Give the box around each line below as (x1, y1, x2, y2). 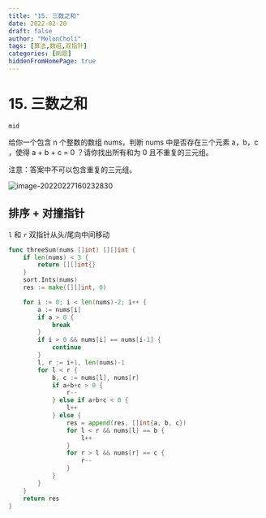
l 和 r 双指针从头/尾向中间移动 (8, 229, 110, 240)
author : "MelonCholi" (8, 34, 82, 43)
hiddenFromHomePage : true (8, 58, 96, 66)
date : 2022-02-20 (8, 19, 67, 28)
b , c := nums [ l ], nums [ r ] (51, 373, 139, 382)
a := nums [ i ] (37, 305, 82, 313)
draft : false (8, 27, 53, 35)
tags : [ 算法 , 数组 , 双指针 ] (8, 42, 88, 50)
